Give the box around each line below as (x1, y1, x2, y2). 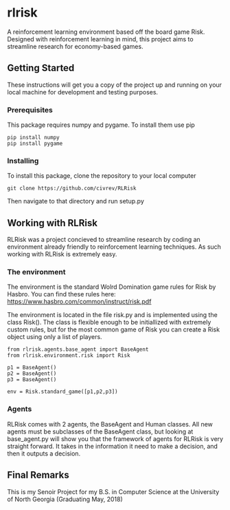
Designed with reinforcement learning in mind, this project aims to (7, 34, 194, 43)
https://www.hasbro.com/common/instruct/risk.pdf (7, 298, 152, 306)
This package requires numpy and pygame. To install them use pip (7, 121, 196, 129)
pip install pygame (7, 140, 63, 147)
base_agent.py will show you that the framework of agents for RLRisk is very (7, 434, 224, 442)
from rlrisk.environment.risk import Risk (7, 352, 130, 359)
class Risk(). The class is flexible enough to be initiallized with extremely (7, 318, 211, 327)
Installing (7, 156, 39, 165)
